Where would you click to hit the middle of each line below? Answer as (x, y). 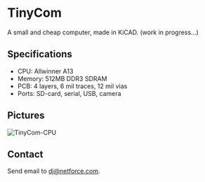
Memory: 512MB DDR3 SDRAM (62, 78)
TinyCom (34, 13)
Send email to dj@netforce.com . (54, 171)
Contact (25, 154)
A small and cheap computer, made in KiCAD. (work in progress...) (103, 32)
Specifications (40, 54)
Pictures (26, 116)
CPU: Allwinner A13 (45, 71)
